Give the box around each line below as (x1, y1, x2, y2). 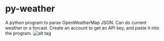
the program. (5, 30, 32, 36)
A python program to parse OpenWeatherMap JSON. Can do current (5, 19, 147, 25)
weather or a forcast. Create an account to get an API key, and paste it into (5, 24, 159, 30)
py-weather (5, 3, 55, 14)
